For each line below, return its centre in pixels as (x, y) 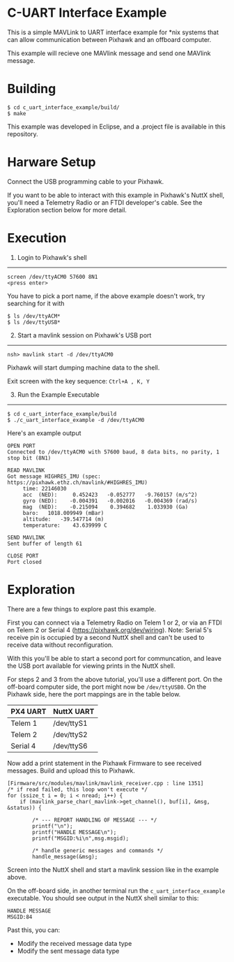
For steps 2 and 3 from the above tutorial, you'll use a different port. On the (115, 679)
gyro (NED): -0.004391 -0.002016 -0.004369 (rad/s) (110, 501)
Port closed (24, 562)
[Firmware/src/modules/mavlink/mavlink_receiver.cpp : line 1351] (106, 783)
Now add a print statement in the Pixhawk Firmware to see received (104, 763)
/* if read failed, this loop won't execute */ (78, 789)
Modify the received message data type (75, 943)
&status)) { (24, 808)
